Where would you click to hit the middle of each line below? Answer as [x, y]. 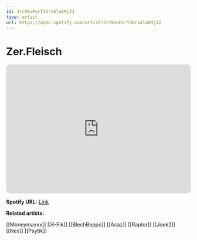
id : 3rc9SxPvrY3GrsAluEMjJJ [40, 11]
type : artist [22, 17]
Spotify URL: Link [28, 202]
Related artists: [25, 213]
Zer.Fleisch [34, 51]
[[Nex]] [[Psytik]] [26, 231]
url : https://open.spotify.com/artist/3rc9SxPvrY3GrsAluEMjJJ [84, 22]
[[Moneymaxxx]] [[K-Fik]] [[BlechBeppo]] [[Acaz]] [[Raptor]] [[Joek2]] [91, 225]
